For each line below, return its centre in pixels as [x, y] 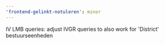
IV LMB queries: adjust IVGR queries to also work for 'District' [82, 29]
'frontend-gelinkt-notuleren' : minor [53, 12]
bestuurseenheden [29, 35]
